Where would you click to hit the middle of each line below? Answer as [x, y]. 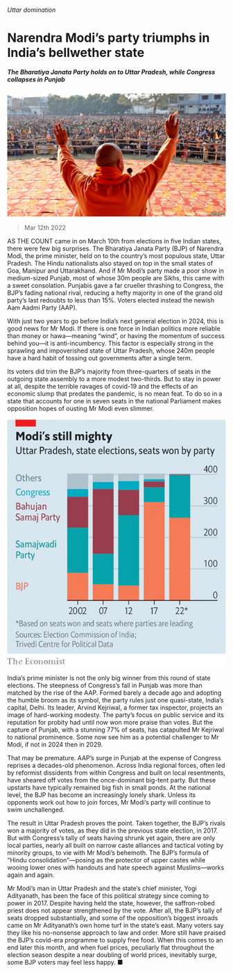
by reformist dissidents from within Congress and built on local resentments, [116, 773]
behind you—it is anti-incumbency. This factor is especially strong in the [110, 344]
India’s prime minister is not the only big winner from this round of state [109, 678]
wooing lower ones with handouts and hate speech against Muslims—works [116, 868]
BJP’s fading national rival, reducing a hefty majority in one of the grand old [115, 293]
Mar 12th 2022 [45, 228]
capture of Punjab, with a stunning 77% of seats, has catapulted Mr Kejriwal [115, 730]
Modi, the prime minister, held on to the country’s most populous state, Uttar [116, 256]
